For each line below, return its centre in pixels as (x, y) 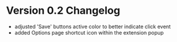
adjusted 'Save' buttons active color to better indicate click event (93, 26)
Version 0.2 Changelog (63, 11)
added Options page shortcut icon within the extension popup (89, 32)
